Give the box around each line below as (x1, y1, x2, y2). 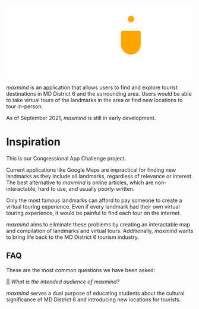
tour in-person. (6, 103, 43, 110)
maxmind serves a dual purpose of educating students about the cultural (6, 289, 185, 297)
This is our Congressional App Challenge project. (6, 154, 127, 162)
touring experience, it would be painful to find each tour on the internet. (6, 209, 181, 216)
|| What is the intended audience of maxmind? (6, 278, 120, 285)
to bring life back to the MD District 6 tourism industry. (6, 234, 140, 241)
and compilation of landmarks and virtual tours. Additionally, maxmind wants (6, 227, 194, 234)
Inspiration (6, 135, 61, 149)
